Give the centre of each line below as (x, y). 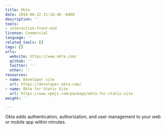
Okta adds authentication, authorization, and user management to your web (83, 117)
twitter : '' (22, 65)
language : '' (19, 38)
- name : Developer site (30, 79)
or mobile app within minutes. (36, 122)
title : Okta (17, 10)
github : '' (21, 61)
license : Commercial (27, 33)
